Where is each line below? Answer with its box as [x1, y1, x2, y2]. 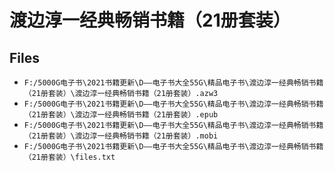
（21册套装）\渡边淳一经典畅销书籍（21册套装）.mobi [23, 131, 219, 141]
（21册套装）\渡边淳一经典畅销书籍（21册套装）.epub [23, 110, 219, 120]
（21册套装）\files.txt [23, 152, 116, 162]
